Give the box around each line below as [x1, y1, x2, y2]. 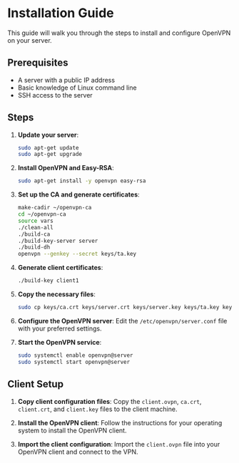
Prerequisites [7, 57, 68, 69]
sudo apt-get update [17, 144, 79, 151]
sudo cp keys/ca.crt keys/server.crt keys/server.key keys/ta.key [17, 304, 220, 311]
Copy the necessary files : [17, 290, 96, 298]
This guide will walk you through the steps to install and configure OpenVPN [7, 28, 231, 37]
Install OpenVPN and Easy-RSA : [17, 164, 114, 172]
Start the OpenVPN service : [17, 338, 102, 346]
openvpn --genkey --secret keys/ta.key [17, 251, 137, 258]
